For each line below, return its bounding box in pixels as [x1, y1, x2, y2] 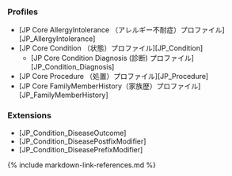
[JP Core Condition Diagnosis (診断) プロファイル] [30, 54, 195, 63]
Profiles [7, 6, 39, 17]
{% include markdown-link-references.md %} [7, 160, 156, 170]
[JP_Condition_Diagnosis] [30, 62, 115, 72]
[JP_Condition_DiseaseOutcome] [18, 128, 127, 137]
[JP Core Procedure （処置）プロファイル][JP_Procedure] [18, 72, 209, 81]
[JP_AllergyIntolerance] [18, 34, 96, 43]
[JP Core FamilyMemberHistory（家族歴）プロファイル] [18, 81, 201, 91]
